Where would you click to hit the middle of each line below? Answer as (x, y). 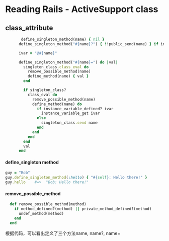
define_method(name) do (57, 104)
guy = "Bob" (18, 173)
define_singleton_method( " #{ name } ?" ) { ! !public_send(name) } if (88, 44)
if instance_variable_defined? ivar (75, 109)
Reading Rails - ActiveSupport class (82, 9)
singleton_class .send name (69, 123)
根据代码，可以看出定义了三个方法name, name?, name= (63, 233)
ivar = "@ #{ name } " (38, 53)
